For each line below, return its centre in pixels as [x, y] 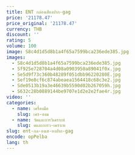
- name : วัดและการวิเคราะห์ [38, 120]
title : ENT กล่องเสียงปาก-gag [39, 12]
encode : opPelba [27, 137]
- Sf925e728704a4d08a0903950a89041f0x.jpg [66, 69]
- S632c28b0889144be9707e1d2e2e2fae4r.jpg [66, 92]
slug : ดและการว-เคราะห [41, 126]
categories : [21, 103]
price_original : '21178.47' [42, 23]
